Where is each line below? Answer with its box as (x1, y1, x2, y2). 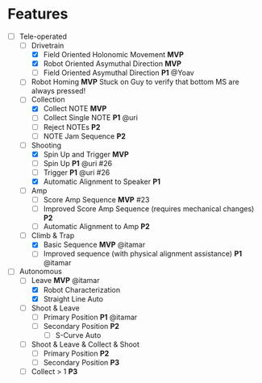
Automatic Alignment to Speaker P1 (43, 177, 161, 186)
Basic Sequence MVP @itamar (43, 239, 146, 250)
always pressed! (31, 86, 86, 96)
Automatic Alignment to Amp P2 (43, 222, 150, 231)
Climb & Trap (31, 231, 75, 240)
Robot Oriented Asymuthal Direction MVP (43, 59, 182, 69)
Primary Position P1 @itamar (43, 312, 138, 322)
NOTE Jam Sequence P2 (43, 131, 127, 141)
